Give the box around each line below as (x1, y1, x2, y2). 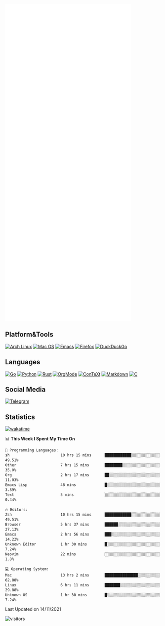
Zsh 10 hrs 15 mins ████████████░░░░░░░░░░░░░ (5, 512, 161, 517)
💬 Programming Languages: (5, 448, 58, 453)
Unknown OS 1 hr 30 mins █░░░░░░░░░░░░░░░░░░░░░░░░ (5, 593, 161, 598)
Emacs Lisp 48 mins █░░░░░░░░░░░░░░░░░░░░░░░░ (5, 482, 161, 487)
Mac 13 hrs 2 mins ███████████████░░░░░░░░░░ (5, 573, 161, 578)
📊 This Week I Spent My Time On (5, 436, 75, 442)
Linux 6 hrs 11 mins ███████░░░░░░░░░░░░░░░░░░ (5, 583, 161, 588)
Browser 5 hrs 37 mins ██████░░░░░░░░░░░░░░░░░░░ (5, 522, 161, 527)
